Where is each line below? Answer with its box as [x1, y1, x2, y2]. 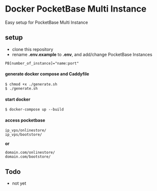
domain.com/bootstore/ [5, 154, 51, 159]
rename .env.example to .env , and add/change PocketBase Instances [12, 51, 153, 57]
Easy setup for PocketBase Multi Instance [5, 19, 88, 25]
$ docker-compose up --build [5, 107, 64, 112]
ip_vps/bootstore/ [5, 132, 42, 137]
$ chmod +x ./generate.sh [5, 81, 57, 87]
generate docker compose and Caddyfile [5, 71, 90, 77]
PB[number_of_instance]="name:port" [5, 61, 79, 66]
